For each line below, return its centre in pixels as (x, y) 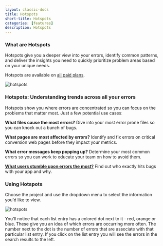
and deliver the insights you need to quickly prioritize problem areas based (80, 60)
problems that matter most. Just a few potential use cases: (64, 113)
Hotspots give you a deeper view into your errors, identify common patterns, (82, 55)
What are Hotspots (28, 45)
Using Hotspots (24, 184)
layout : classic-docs (27, 9)
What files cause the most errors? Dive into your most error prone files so (80, 122)
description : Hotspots (28, 28)
